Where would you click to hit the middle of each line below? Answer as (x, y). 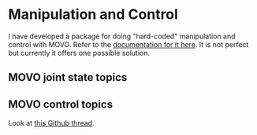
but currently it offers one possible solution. (79, 53)
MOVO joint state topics (68, 77)
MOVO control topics (60, 104)
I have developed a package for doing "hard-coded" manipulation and (122, 36)
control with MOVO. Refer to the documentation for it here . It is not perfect (128, 44)
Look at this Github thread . (51, 123)
